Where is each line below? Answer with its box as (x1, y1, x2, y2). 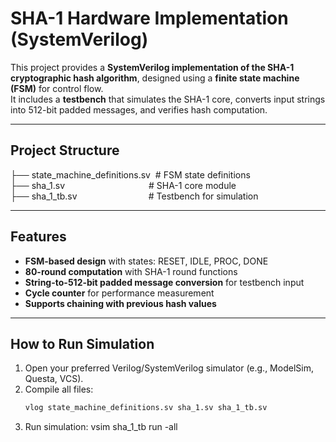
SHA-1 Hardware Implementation (10, 7, 289, 30)
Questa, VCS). (24, 373, 84, 385)
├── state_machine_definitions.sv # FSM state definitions (10, 168, 251, 181)
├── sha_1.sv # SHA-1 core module (10, 179, 237, 191)
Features (10, 228, 67, 246)
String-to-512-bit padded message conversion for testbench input (24, 276, 305, 288)
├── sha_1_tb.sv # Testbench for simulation (10, 190, 259, 202)
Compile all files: (24, 383, 94, 396)
